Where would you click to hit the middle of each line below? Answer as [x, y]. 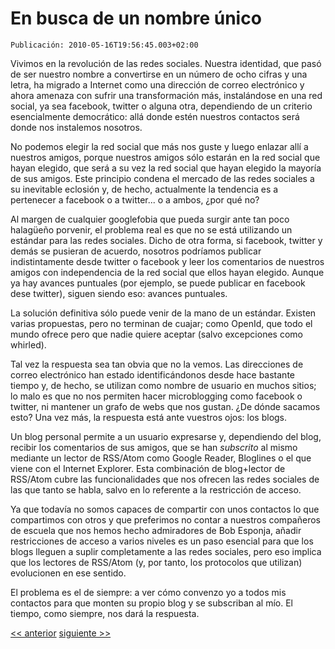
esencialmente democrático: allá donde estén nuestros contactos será [155, 116]
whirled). [28, 344]
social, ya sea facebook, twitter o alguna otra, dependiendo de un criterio [161, 106]
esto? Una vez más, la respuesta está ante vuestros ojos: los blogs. [149, 417]
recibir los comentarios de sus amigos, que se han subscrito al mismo [154, 447]
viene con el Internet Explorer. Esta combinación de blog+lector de [148, 468]
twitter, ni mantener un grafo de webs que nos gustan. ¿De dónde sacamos [165, 406]
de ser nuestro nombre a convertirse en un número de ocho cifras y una [159, 74]
